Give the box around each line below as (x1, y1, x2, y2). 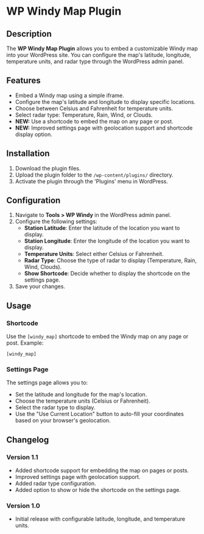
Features (6, 75, 41, 86)
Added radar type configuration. (15, 480, 96, 487)
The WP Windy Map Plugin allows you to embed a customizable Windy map (6, 45, 198, 52)
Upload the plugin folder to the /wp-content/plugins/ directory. (15, 171, 174, 178)
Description (6, 29, 52, 39)
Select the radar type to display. (15, 404, 96, 411)
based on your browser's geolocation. (15, 417, 111, 424)
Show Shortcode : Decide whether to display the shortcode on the (24, 270, 191, 277)
